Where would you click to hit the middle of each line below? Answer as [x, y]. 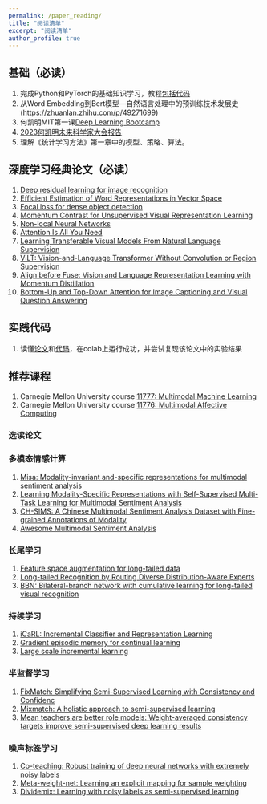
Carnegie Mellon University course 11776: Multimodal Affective [123, 404]
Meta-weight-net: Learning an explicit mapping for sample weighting [133, 782]
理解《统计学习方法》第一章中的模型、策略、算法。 [104, 142]
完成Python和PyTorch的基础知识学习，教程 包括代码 [105, 94]
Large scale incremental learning [74, 652]
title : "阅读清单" [37, 23]
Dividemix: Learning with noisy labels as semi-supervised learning [129, 791]
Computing [38, 413]
